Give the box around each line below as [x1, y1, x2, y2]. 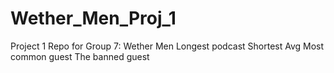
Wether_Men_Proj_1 [10, 7, 177, 30]
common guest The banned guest [10, 50, 150, 62]
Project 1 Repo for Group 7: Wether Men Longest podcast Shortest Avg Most [10, 40, 325, 52]
